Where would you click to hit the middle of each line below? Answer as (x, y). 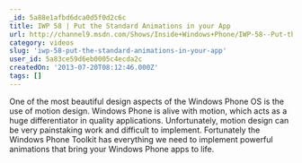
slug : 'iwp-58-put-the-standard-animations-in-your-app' (118, 51)
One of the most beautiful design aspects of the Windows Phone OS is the (147, 101)
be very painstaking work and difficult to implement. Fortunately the (135, 130)
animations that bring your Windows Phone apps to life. (112, 149)
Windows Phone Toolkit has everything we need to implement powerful (141, 139)
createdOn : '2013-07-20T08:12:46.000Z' (84, 68)
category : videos (42, 43)
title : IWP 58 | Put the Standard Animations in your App (120, 26)
